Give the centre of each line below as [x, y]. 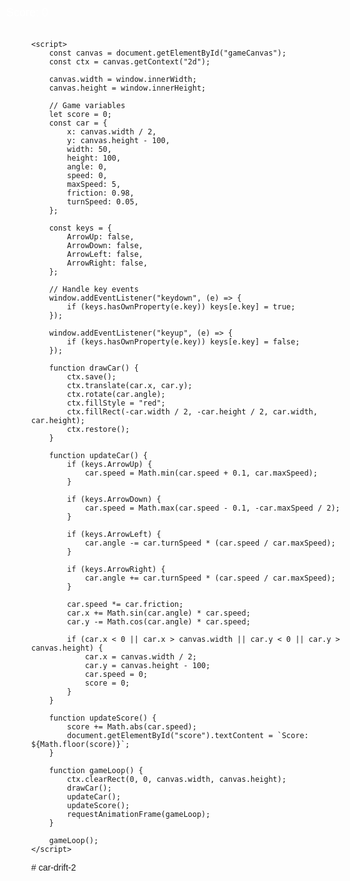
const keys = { [80, 228]
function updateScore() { [102, 718]
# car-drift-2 [54, 867]
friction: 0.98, [100, 193]
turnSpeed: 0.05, [102, 202]
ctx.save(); [91, 377]
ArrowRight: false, [107, 263]
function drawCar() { [93, 368]
